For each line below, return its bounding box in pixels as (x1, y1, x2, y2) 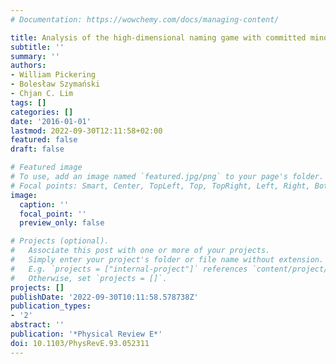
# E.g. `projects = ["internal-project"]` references (10, 264, 248, 274)
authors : (10, 61, 47, 71)
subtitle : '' (10, 42, 65, 52)
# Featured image (10, 162, 83, 173)
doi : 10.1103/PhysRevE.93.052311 (10, 338, 150, 348)
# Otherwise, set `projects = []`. (10, 273, 168, 283)
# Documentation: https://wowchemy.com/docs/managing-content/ (10, 14, 280, 25)
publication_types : (10, 301, 92, 311)
